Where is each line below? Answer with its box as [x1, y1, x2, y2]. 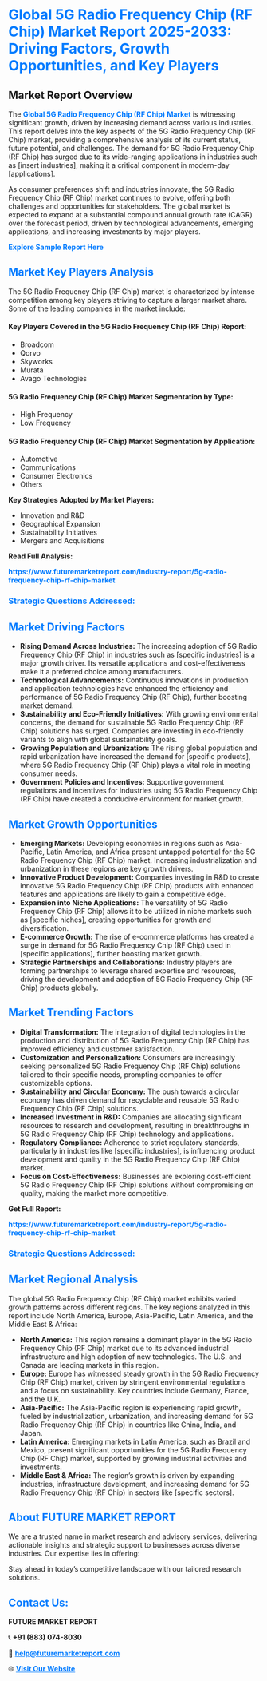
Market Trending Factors [8, 1006, 134, 1019]
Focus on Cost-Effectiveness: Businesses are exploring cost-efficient [19, 1171, 251, 1181]
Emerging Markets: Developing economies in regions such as [19, 838, 224, 848]
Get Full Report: [8, 1204, 61, 1214]
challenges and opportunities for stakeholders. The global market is [8, 201, 230, 211]
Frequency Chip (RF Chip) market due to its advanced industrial [19, 1343, 229, 1353]
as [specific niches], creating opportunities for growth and [19, 915, 212, 924]
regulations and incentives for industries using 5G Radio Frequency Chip [19, 785, 257, 796]
